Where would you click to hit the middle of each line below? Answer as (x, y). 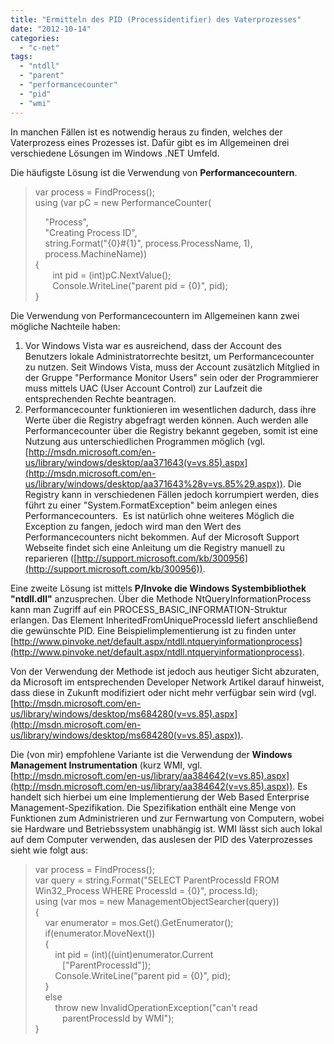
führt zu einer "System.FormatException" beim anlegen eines (151, 505)
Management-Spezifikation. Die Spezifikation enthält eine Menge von (153, 807)
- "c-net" (39, 47)
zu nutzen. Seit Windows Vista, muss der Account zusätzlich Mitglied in (172, 367)
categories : (35, 38)
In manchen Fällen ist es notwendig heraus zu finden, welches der (146, 132)
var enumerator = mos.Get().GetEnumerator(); (139, 922)
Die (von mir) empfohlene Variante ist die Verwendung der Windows (151, 754)
